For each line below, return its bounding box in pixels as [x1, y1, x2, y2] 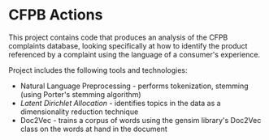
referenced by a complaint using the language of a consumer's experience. [8, 49, 261, 59]
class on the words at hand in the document [20, 124, 168, 134]
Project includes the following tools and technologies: [8, 65, 189, 74]
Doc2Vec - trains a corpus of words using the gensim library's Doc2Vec [20, 115, 262, 125]
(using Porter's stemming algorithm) [20, 89, 141, 99]
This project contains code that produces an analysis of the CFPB [8, 32, 228, 42]
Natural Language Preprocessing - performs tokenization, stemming [20, 81, 249, 91]
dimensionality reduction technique [20, 107, 139, 117]
